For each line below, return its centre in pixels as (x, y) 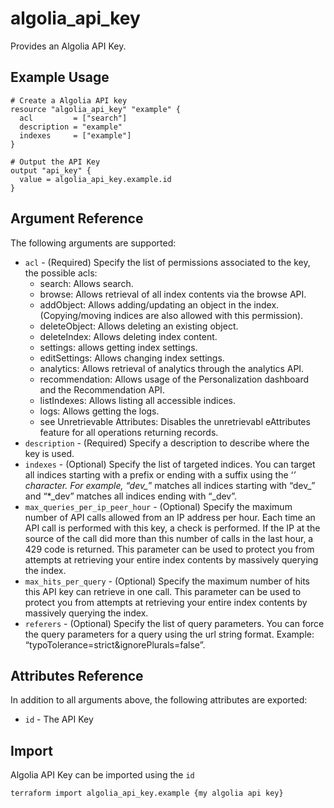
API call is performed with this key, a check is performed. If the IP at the (172, 528)
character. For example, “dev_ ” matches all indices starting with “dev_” (170, 485)
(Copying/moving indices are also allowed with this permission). (171, 315)
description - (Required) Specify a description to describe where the (167, 443)
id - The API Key (59, 719)
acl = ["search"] (73, 118)
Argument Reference (77, 218)
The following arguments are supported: (93, 243)
